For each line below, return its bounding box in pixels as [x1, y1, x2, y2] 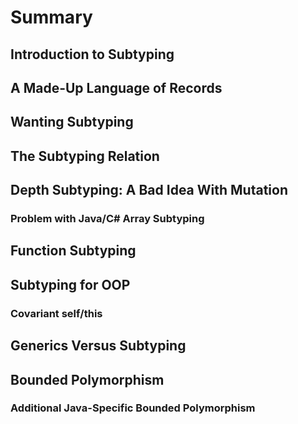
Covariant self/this [10, 306, 103, 320]
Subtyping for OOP [10, 276, 131, 293]
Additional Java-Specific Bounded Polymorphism [10, 401, 256, 415]
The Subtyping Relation [10, 147, 160, 165]
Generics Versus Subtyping [10, 337, 187, 355]
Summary [10, 6, 93, 29]
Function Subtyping [10, 242, 137, 260]
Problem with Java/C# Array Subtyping [10, 212, 205, 226]
